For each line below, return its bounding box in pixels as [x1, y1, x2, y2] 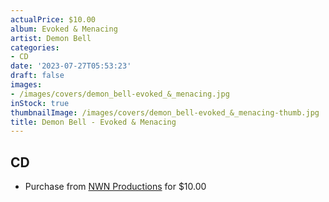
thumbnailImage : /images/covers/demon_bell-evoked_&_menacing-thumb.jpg [10, 107, 320, 118]
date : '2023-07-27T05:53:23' [10, 61, 132, 71]
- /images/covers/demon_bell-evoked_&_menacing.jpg [10, 89, 230, 99]
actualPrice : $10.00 [10, 14, 97, 25]
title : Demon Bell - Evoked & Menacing [10, 117, 177, 127]
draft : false [10, 71, 65, 81]
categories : [10, 42, 60, 53]
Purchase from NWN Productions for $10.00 [24, 181, 207, 193]
